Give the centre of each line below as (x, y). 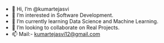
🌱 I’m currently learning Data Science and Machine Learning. (85, 21)
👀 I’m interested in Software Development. (62, 15)
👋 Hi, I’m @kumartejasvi (40, 9)
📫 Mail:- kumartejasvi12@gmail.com (56, 34)
